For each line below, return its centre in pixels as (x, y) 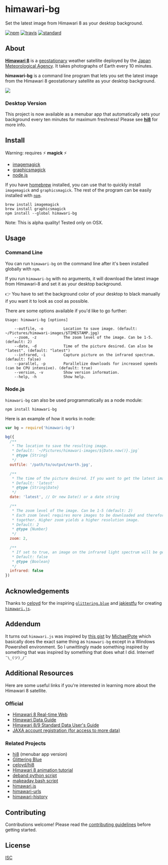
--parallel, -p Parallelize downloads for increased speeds (86, 364)
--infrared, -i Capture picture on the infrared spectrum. (85, 355)
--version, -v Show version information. (67, 372)
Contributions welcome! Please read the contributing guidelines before (78, 824)
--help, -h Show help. (50, 377)
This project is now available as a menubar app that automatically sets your (83, 114)
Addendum (23, 624)
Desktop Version (26, 103)
